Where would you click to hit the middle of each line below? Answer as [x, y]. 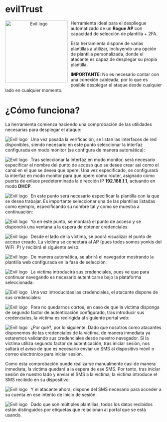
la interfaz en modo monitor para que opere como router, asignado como [80, 175]
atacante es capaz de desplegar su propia [114, 59]
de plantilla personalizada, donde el [107, 54]
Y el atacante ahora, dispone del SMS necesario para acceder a [96, 389]
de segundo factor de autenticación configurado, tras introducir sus [75, 312]
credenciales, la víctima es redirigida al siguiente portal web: [67, 317]
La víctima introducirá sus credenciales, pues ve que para [90, 271]
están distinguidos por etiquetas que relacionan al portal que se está [76, 409]
